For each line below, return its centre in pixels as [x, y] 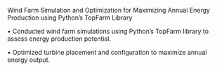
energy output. [29, 60]
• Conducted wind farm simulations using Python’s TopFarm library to [108, 31]
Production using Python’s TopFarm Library [70, 18]
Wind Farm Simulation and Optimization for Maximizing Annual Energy [109, 10]
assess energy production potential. [59, 39]
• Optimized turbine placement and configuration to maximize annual [107, 52]
